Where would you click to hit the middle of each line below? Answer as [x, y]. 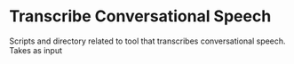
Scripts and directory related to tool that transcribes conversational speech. [147, 41]
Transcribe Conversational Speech [140, 16]
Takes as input [36, 50]
